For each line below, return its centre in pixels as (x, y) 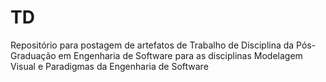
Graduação (33, 55)
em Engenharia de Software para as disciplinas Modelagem (180, 55)
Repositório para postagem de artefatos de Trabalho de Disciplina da (152, 45)
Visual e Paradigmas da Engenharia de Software (109, 66)
